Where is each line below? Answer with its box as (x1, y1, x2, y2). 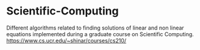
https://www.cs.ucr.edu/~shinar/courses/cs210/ (6, 37, 127, 44)
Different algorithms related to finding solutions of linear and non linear (6, 24, 184, 31)
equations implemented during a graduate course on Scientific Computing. (6, 30, 194, 37)
